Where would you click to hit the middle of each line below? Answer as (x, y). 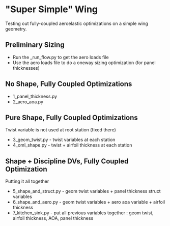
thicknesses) (26, 68)
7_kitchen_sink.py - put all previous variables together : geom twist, (83, 213)
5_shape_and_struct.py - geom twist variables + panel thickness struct (87, 191)
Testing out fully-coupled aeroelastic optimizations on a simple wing (77, 23)
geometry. (16, 29)
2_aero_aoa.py (28, 102)
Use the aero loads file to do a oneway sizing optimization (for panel (84, 63)
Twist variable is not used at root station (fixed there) (61, 130)
